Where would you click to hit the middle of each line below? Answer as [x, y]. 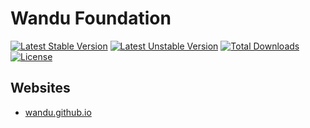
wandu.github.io [58, 112]
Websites [40, 88]
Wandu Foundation [91, 18]
